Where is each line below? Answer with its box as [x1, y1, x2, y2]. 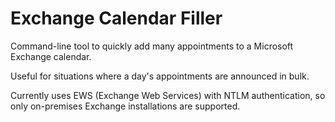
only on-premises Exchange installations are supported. [10, 100, 241, 112]
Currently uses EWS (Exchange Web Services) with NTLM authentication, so [10, 89, 326, 101]
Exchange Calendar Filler [10, 7, 223, 30]
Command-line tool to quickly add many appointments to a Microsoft [10, 40, 294, 52]
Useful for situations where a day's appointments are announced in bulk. [10, 70, 310, 82]
